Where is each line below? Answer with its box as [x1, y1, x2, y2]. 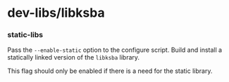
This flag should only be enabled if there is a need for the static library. [7, 67, 213, 75]
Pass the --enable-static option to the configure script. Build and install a [7, 46, 223, 54]
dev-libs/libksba [7, 5, 105, 21]
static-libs [7, 30, 44, 40]
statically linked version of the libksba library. [7, 53, 140, 62]
